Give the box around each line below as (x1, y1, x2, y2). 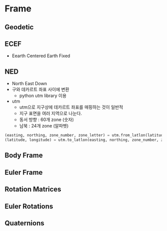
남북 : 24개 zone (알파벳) (19, 123, 69, 129)
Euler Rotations (4, 202, 53, 211)
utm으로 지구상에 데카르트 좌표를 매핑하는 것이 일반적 (19, 104, 123, 110)
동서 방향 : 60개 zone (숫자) (19, 116, 74, 122)
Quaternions (4, 219, 44, 227)
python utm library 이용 (19, 93, 67, 99)
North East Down (11, 81, 47, 87)
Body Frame (4, 151, 43, 160)
